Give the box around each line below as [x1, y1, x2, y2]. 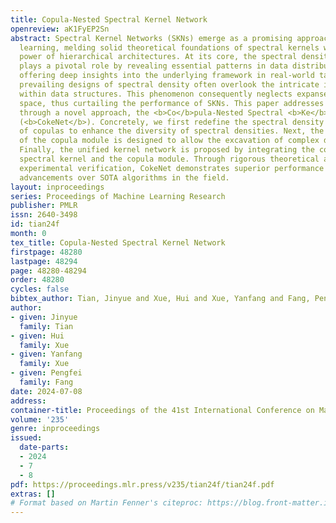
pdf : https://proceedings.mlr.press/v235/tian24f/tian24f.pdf [10, 479, 275, 490]
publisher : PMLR [10, 201, 78, 211]
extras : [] [10, 489, 56, 499]
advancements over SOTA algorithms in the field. [19, 172, 230, 183]
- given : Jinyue [10, 312, 78, 322]
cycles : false [10, 284, 70, 295]
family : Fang [19, 377, 74, 387]
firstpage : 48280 [10, 247, 83, 257]
